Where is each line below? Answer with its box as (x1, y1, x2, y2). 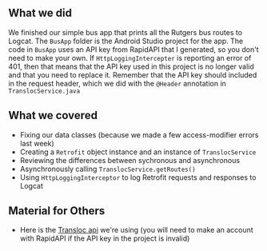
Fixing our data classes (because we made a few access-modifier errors (19, 129, 259, 139)
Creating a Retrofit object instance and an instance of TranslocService (19, 147, 257, 157)
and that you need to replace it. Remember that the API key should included (8, 70, 257, 79)
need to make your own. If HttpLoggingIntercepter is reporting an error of (8, 53, 252, 62)
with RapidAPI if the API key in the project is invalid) (19, 233, 190, 243)
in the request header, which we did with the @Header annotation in (8, 78, 226, 88)
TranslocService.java (8, 87, 81, 95)
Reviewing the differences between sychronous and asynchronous (19, 155, 241, 165)
